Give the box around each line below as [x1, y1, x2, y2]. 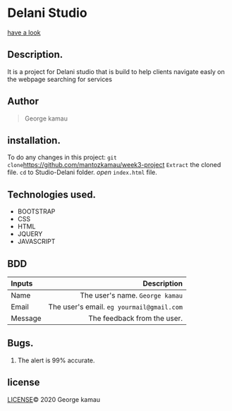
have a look [7, 28, 41, 37]
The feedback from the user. [87, 314, 183, 323]
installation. [7, 134, 61, 146]
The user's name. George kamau [80, 290, 183, 300]
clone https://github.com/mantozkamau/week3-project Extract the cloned [7, 161, 221, 169]
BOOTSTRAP [17, 207, 56, 216]
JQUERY [17, 230, 43, 238]
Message [11, 314, 42, 323]
